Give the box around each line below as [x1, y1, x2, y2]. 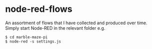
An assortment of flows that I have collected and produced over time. [5, 20, 148, 26]
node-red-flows [5, 3, 73, 15]
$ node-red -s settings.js [5, 39, 61, 44]
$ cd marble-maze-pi [5, 35, 48, 40]
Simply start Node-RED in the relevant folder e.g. [5, 25, 106, 31]
